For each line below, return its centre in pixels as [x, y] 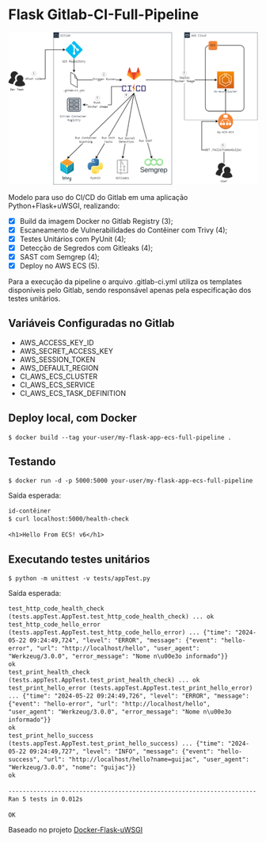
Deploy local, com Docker [72, 418]
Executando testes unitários [79, 559]
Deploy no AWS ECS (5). [60, 265]
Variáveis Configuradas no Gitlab [91, 323]
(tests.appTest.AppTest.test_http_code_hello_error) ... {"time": [120, 632]
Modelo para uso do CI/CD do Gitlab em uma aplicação [98, 197]
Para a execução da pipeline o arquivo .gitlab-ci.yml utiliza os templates [125, 281]
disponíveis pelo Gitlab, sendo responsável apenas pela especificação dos [130, 290]
